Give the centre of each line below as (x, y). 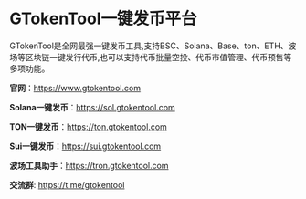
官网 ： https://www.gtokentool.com (75, 88)
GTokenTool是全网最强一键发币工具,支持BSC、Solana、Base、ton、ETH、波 (153, 46)
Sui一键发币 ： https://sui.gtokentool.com (85, 146)
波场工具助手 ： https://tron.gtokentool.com (89, 165)
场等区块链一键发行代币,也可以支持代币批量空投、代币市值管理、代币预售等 (151, 57)
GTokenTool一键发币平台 (104, 19)
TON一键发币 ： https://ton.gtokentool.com (88, 126)
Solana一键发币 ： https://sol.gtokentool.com (92, 107)
